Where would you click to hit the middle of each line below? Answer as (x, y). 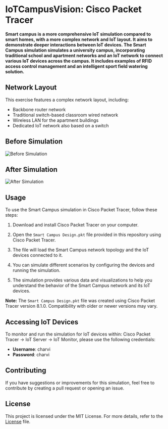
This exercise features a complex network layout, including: (67, 100)
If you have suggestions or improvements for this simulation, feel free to (80, 383)
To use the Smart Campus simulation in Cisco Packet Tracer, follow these (81, 210)
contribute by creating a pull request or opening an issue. (65, 388)
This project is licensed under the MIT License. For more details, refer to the (84, 416)
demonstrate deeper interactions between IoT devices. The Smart (76, 44)
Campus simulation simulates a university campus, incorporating (75, 50)
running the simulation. (36, 270)
